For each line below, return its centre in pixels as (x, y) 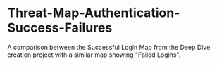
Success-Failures (60, 28)
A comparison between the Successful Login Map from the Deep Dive (109, 47)
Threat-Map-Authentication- (94, 13)
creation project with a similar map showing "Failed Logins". (94, 55)
